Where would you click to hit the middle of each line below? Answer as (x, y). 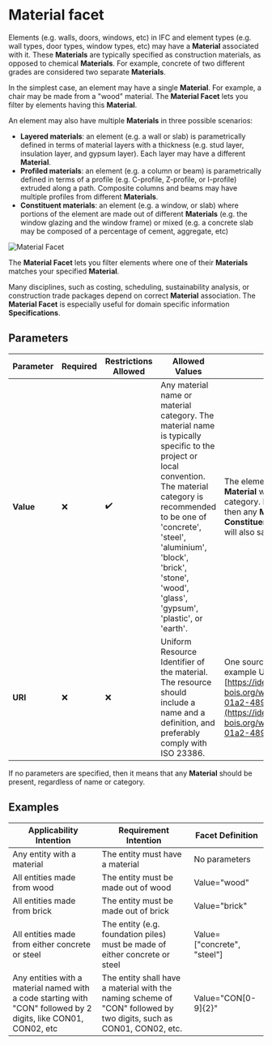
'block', (174, 557)
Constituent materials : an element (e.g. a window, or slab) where (129, 205)
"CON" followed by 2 (52, 1008)
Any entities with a (47, 978)
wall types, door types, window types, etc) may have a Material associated (134, 45)
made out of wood (136, 888)
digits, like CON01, (48, 1018)
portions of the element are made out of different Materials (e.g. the (134, 213)
